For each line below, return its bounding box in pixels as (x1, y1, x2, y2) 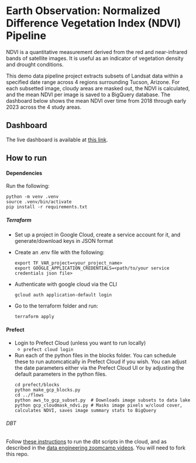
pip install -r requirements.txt (6, 204, 88, 210)
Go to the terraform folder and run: (14, 302, 98, 309)
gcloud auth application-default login (14, 292, 112, 298)
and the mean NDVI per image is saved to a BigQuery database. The (6, 91, 171, 98)
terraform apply (14, 314, 54, 320)
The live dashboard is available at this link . (6, 136, 108, 143)
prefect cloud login (23, 346, 74, 353)
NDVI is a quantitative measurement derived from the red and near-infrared (6, 48, 187, 55)
